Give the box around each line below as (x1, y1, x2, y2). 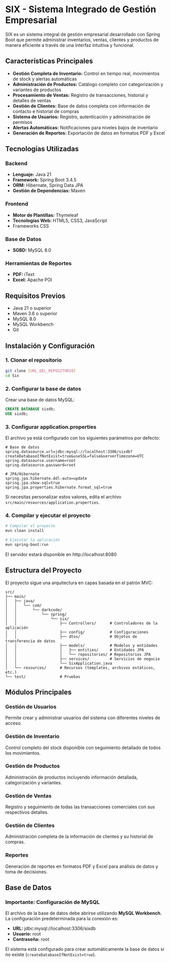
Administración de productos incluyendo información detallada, (5, 774, 138, 780)
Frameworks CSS (12, 223, 49, 229)
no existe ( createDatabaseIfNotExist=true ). (5, 951, 96, 958)
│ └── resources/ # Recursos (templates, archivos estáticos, (5, 665, 156, 670)
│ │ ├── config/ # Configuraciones (5, 629, 149, 635)
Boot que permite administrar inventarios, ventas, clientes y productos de (5, 37, 159, 43)
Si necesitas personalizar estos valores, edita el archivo (5, 493, 122, 500)
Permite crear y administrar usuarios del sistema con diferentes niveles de (5, 714, 161, 721)
